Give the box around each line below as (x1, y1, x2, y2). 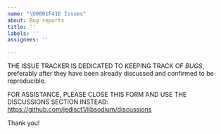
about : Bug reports (7, 17, 65, 24)
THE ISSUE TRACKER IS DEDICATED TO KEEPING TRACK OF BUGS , (7, 62, 205, 70)
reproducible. (7, 76, 46, 85)
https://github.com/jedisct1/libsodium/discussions (7, 105, 152, 114)
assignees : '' (7, 36, 49, 43)
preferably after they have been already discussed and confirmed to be (7, 69, 215, 78)
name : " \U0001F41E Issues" (7, 10, 87, 18)
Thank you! (7, 119, 40, 127)
